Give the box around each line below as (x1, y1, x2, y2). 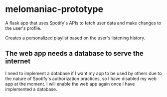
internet (5, 57, 31, 66)
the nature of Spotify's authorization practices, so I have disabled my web (5, 76, 157, 82)
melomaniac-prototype (5, 3, 104, 15)
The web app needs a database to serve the (5, 49, 144, 58)
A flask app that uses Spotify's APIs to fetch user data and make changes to (5, 20, 162, 26)
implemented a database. (5, 86, 57, 92)
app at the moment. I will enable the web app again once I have (5, 81, 135, 87)
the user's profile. (5, 25, 41, 31)
